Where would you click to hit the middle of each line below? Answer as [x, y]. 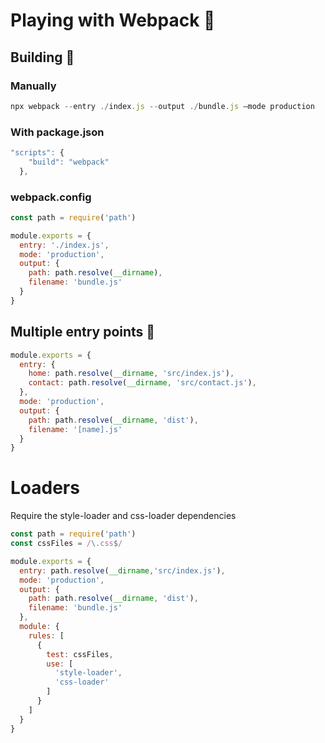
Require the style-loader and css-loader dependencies [123, 516]
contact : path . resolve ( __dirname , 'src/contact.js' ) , [142, 383]
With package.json [57, 132]
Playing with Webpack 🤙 [113, 20]
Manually [33, 86]
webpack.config [51, 197]
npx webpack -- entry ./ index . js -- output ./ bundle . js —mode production [162, 106]
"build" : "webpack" [69, 162]
